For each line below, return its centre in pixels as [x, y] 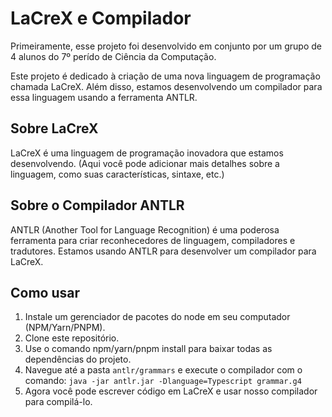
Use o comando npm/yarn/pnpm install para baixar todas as [148, 349]
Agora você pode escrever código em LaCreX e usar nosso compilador [171, 391]
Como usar [45, 292]
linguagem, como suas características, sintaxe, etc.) [117, 174]
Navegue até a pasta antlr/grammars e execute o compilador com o [163, 370]
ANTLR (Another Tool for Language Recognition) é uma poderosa [145, 229]
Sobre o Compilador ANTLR [97, 205]
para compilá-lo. [58, 402]
